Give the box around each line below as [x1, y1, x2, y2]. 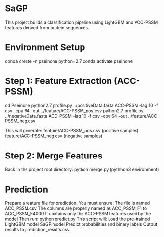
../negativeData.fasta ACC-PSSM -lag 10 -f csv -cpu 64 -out [5, 113, 127, 118]
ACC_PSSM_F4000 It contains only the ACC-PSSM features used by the [5, 210, 151, 216]
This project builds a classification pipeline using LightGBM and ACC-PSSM [5, 19, 158, 25]
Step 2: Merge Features [5, 150, 103, 161]
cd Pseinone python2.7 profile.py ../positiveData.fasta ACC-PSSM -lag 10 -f [5, 102, 158, 108]
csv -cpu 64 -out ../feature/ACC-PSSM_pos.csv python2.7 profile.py [5, 107, 144, 114]
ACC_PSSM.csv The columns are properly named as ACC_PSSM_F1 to [5, 205, 147, 211]
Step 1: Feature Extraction [5, 76, 112, 87]
